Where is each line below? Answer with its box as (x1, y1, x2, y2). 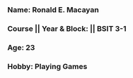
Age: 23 (7, 42, 35, 52)
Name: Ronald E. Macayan (7, 5, 99, 15)
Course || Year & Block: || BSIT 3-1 (7, 23, 127, 33)
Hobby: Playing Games (7, 61, 88, 71)
